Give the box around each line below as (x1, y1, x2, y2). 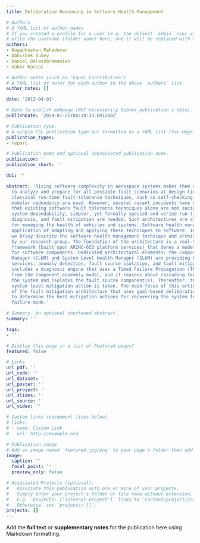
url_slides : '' (6, 392, 44, 398)
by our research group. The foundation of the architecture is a (11, 239, 177, 245)
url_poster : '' (6, 381, 44, 387)
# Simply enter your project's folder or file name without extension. (6, 491, 193, 497)
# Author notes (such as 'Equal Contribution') (6, 74, 127, 80)
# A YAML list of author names (6, 25, 84, 31)
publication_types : (6, 135, 55, 141)
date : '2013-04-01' (6, 96, 55, 102)
